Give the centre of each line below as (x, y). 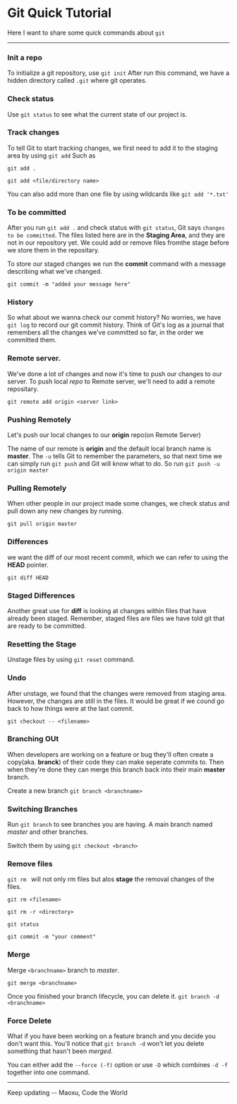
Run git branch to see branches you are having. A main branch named (110, 825)
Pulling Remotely (37, 488)
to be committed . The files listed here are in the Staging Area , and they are (116, 236)
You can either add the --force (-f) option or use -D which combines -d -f (117, 1064)
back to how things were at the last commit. (71, 708)
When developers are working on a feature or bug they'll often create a (110, 754)
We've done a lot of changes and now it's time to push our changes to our (115, 373)
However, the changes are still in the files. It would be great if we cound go (116, 701)
